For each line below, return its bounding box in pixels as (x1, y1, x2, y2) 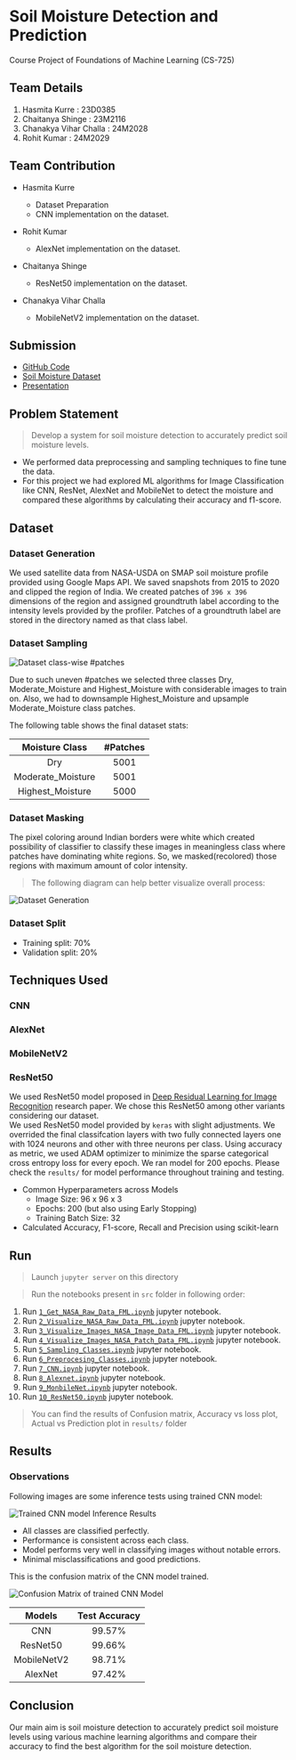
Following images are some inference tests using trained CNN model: (9, 1490, 263, 1502)
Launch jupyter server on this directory (30, 1272, 180, 1283)
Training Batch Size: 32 (35, 1213, 121, 1224)
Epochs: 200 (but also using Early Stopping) (35, 1203, 197, 1214)
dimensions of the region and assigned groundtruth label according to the (9, 595, 280, 607)
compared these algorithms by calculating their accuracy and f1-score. (21, 494, 282, 505)
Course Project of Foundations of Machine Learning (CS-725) (9, 54, 236, 65)
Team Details (9, 80, 84, 95)
